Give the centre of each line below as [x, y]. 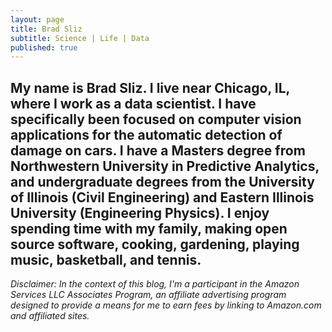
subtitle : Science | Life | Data [80, 38]
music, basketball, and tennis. [106, 259]
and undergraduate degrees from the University [162, 181]
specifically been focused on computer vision [156, 119]
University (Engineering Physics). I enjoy [140, 212]
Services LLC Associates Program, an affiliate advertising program [148, 295]
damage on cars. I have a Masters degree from [158, 150]
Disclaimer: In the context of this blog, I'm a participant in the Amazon [155, 284]
